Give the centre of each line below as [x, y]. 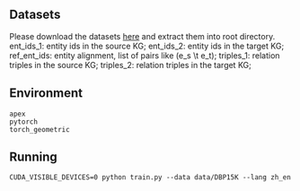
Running [34, 157]
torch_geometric [40, 129]
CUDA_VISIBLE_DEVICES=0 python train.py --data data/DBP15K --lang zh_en [150, 178]
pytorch [24, 122]
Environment [46, 93]
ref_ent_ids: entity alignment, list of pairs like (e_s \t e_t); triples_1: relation [145, 55]
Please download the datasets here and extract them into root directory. [142, 36]
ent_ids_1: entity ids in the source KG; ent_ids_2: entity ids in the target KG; [147, 46]
